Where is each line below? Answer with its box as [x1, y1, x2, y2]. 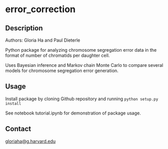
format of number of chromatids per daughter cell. [5, 52, 110, 58]
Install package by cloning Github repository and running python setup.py [5, 95, 158, 102]
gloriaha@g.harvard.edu [5, 138, 56, 144]
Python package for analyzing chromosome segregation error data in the [5, 47, 157, 53]
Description [5, 24, 43, 32]
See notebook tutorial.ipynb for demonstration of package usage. [5, 110, 141, 116]
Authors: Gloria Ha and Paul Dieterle [5, 37, 81, 43]
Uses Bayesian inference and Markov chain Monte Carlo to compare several [5, 62, 163, 68]
